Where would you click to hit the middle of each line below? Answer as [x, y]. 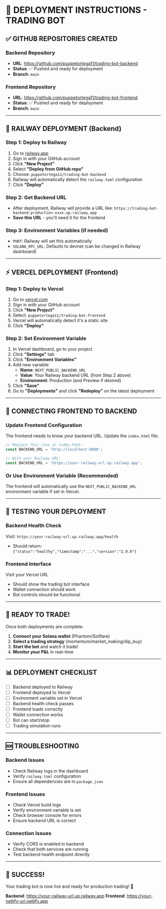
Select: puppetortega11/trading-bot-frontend [59, 315]
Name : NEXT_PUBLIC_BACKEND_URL [53, 370]
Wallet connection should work [44, 589]
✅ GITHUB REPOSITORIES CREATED [62, 39]
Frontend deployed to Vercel [42, 692]
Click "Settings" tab [33, 355]
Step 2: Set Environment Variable [46, 338]
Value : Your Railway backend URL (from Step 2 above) [75, 375]
